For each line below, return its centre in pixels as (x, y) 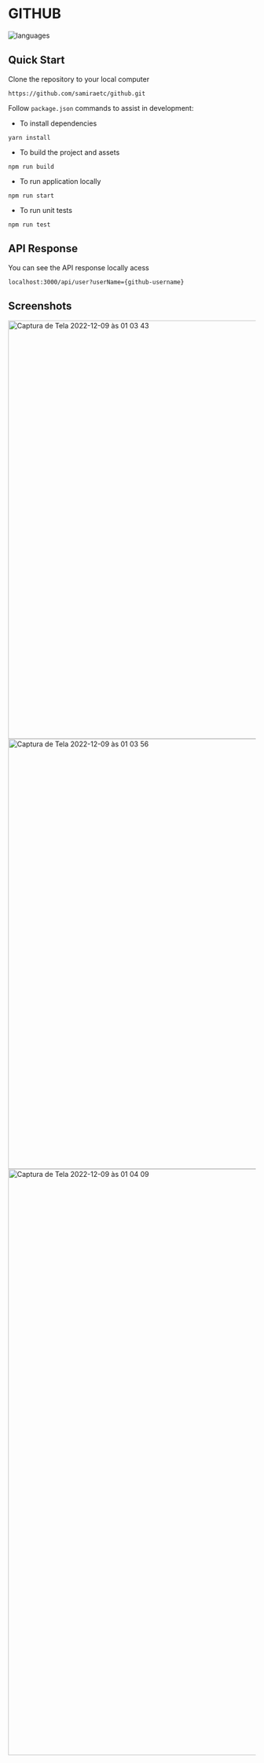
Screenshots (40, 306)
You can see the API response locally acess (79, 267)
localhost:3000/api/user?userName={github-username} (96, 282)
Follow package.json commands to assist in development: (101, 108)
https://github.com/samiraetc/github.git (77, 93)
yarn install (29, 137)
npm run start (31, 196)
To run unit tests (46, 210)
